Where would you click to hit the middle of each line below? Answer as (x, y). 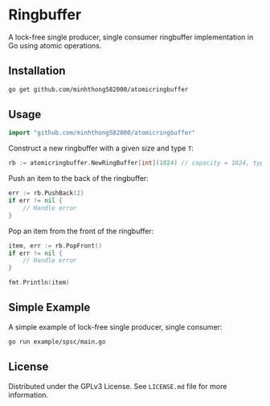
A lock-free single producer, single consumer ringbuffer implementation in (131, 37)
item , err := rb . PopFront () (55, 246)
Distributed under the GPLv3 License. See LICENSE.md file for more (118, 386)
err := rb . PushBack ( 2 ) (46, 193)
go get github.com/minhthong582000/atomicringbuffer (98, 89)
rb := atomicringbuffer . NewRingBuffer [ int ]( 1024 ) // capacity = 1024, (129, 163)
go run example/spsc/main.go (57, 342)
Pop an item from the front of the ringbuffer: (81, 231)
